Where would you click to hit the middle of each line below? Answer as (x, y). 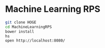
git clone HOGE (21, 22)
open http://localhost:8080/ (35, 41)
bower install (20, 31)
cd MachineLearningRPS (28, 27)
